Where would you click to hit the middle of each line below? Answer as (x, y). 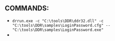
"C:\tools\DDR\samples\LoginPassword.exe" (58, 30)
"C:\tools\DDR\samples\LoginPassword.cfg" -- (61, 25)
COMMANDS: (27, 8)
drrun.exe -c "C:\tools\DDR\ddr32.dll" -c (58, 21)
